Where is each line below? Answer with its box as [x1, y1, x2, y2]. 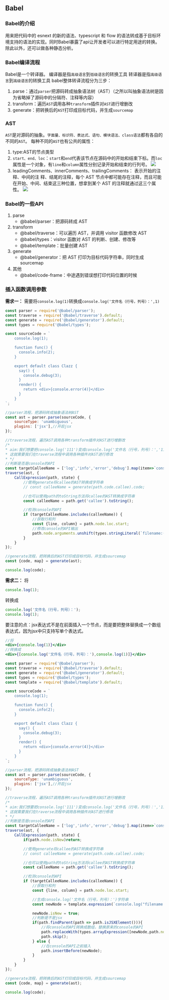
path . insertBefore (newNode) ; [41, 948, 102, 953]
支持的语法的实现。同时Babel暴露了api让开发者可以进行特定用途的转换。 [9, 39, 160, 45]
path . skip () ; [41, 934, 69, 939]
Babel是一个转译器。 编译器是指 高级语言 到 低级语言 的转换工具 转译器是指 [5, 71, 151, 77]
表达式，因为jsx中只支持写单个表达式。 [5, 628, 87, 634]
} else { [32, 939, 51, 944]
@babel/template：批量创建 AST [20, 242, 88, 248]
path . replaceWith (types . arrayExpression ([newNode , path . [41, 930, 161, 935]
